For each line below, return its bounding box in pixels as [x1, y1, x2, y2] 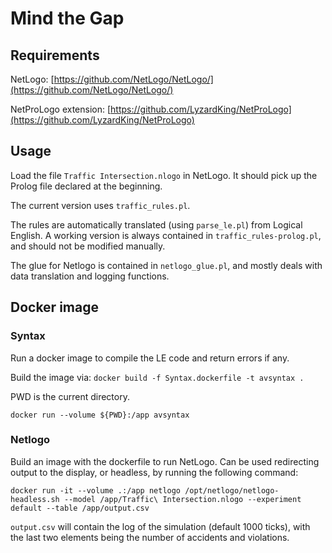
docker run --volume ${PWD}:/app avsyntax [10, 410, 190, 420]
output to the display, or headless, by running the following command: [10, 466, 299, 478]
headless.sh [10, 494, 60, 504]
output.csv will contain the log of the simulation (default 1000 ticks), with [10, 520, 311, 532]
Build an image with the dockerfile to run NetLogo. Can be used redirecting [10, 455, 320, 467]
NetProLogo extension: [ [10, 103, 112, 115]
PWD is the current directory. [10, 390, 130, 402]
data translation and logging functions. [10, 270, 170, 282]
